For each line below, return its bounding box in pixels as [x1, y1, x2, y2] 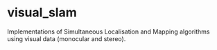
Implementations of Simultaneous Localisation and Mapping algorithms [7, 27, 210, 36]
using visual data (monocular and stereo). [7, 34, 126, 42]
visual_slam [7, 5, 78, 21]
